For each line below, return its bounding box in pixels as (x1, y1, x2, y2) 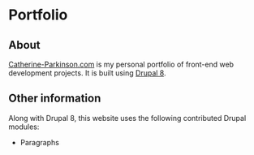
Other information (8, 92, 101, 105)
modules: (8, 122, 40, 131)
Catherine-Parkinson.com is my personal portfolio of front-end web (8, 59, 234, 69)
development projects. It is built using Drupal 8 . (8, 68, 166, 78)
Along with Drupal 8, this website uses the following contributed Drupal (8, 113, 247, 123)
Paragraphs (19, 137, 59, 147)
